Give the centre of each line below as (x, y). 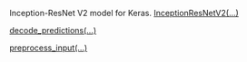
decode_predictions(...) (53, 30)
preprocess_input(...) (49, 48)
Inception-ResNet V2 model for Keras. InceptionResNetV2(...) (124, 13)
